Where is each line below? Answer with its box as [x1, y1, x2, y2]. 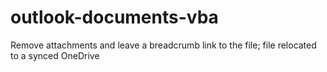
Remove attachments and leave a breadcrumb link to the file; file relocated [10, 39, 317, 51]
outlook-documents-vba [10, 6, 219, 29]
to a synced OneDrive [10, 49, 100, 61]
